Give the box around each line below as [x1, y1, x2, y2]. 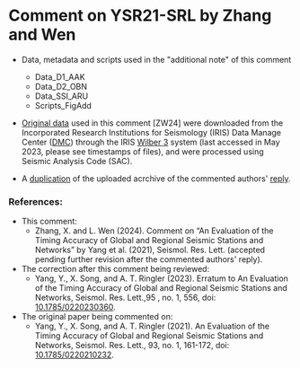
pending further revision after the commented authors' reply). [34, 254, 263, 265]
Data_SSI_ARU [34, 91, 89, 101]
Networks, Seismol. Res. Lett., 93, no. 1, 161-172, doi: [34, 340, 230, 351]
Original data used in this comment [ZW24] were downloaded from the [21, 118, 284, 128]
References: [8, 195, 64, 207]
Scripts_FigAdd [34, 100, 92, 110]
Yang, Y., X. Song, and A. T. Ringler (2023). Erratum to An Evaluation [34, 273, 289, 284]
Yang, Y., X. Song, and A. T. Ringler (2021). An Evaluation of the [34, 320, 270, 332]
